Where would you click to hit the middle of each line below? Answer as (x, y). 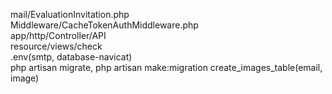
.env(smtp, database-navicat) (71, 57)
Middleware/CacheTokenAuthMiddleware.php (104, 25)
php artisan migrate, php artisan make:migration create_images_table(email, (166, 67)
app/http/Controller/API (58, 35)
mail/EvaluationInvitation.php (70, 14)
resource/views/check (56, 46)
